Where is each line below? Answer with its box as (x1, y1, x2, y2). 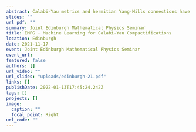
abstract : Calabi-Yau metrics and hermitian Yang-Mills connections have (6, 8, 191, 15)
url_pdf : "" (6, 19, 35, 25)
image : (6, 100, 22, 107)
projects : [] (6, 95, 38, 101)
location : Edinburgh (6, 36, 57, 41)
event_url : (6, 52, 33, 58)
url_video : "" (6, 68, 41, 74)
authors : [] (6, 62, 35, 69)
